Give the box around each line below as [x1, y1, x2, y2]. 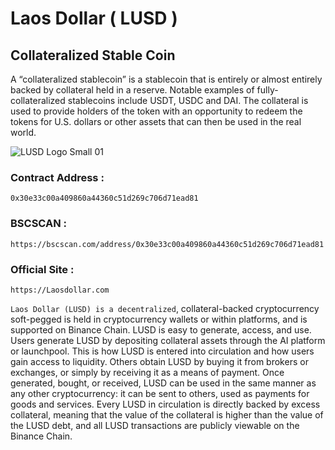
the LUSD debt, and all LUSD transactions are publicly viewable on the [10, 419, 300, 431]
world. [10, 127, 37, 138]
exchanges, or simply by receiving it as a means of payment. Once [10, 366, 285, 378]
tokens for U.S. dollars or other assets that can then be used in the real [10, 116, 302, 127]
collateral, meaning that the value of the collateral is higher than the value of [10, 408, 324, 421]
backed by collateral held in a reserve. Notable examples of [10, 84, 255, 96]
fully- [256, 84, 279, 96]
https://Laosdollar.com [10, 285, 110, 295]
